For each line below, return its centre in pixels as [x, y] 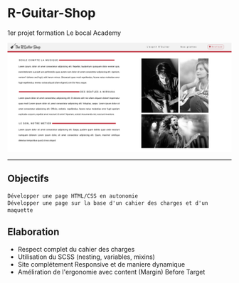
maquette [20, 210]
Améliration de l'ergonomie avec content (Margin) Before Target [111, 272]
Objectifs [28, 179]
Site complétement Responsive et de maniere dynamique [101, 264]
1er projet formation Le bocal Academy [64, 33]
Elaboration [33, 232]
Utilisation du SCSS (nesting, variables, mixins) [86, 257]
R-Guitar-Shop [52, 13]
